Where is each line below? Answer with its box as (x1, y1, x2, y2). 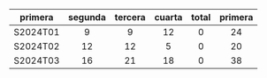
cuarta (154, 11, 183, 23)
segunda (67, 11, 106, 23)
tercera (114, 11, 146, 23)
